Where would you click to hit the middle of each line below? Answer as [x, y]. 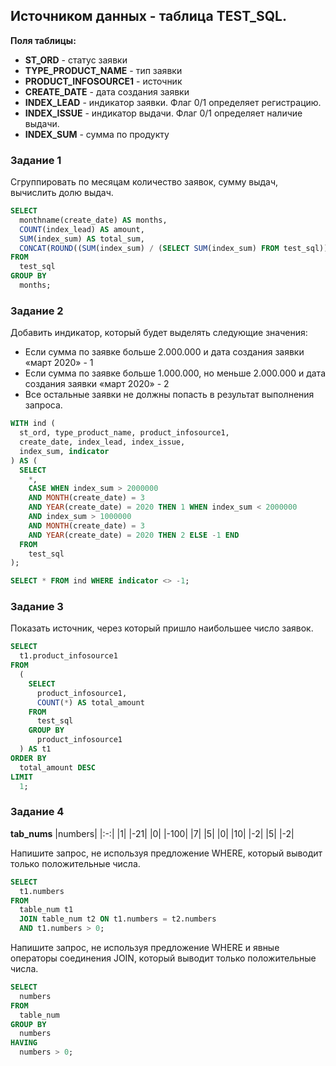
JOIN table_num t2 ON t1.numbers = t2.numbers [118, 919]
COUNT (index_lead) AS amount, [82, 229]
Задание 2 [37, 311]
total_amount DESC [58, 767]
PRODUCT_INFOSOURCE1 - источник [103, 81]
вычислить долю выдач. [62, 193]
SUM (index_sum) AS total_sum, [82, 239]
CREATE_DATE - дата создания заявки [107, 91]
